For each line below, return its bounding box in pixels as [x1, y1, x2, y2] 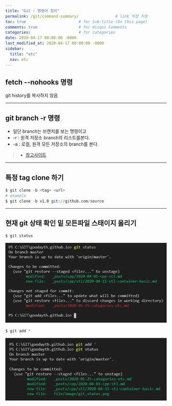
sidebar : [5, 46, 24, 51]
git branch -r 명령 [5, 113, 60, 123]
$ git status [5, 233, 33, 238]
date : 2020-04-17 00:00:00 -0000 [5, 35, 77, 40]
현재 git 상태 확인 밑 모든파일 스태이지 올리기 [5, 218, 137, 228]
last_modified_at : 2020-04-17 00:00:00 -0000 [5, 41, 104, 46]
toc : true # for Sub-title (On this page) [5, 19, 147, 24]
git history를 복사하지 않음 [5, 92, 58, 98]
